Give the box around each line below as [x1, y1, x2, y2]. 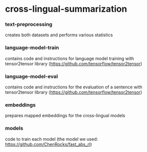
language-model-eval [5, 73, 58, 79]
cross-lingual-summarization [5, 3, 127, 15]
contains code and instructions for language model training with [5, 55, 134, 61]
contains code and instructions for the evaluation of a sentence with [5, 84, 143, 90]
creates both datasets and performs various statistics [5, 32, 113, 38]
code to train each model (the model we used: [5, 136, 98, 142]
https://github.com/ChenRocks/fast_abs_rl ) [5, 141, 92, 147]
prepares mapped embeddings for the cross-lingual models [5, 113, 125, 119]
